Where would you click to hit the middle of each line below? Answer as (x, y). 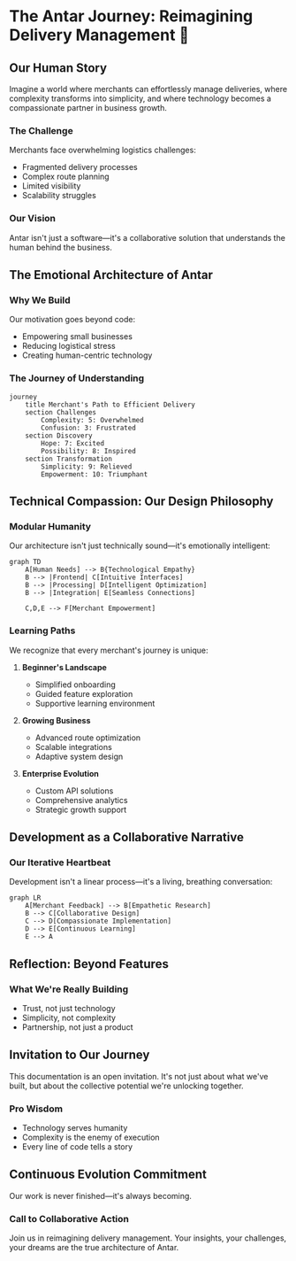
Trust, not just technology (69, 1008)
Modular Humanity (50, 526)
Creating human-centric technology (87, 355)
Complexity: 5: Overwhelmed (92, 420)
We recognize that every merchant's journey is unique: (109, 650)
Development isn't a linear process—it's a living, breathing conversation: (141, 882)
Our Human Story (58, 68)
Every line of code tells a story (77, 1147)
